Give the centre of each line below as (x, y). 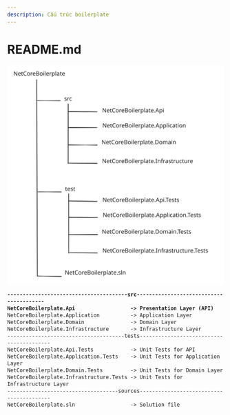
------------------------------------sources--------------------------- (115, 391)
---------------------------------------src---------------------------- (115, 295)
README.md (44, 49)
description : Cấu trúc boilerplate (58, 14)
